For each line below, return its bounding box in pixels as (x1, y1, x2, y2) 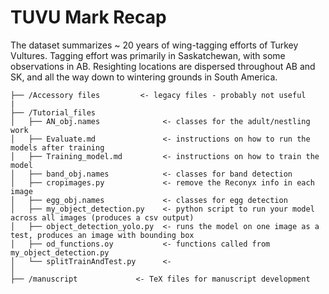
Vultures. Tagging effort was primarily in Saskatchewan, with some (10, 49, 286, 61)
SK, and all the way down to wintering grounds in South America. (10, 71, 278, 83)
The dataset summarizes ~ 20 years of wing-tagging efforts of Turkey (10, 39, 299, 51)
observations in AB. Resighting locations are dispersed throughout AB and (10, 60, 316, 72)
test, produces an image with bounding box (10, 230, 195, 240)
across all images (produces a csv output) (10, 212, 195, 223)
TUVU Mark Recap (10, 6, 167, 29)
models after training (10, 142, 105, 153)
